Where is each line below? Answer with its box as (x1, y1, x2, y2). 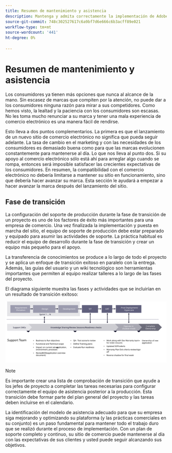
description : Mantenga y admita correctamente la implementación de (5, 13, 155, 19)
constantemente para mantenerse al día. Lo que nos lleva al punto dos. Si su (5, 150, 166, 156)
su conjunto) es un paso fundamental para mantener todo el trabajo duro (5, 420, 159, 426)
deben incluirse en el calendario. (5, 400, 74, 406)
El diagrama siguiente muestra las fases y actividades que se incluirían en (5, 285, 161, 292)
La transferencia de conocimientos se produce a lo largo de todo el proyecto (5, 254, 167, 260)
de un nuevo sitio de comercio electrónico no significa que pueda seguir (5, 134, 158, 140)
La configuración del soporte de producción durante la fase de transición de (5, 211, 166, 217)
